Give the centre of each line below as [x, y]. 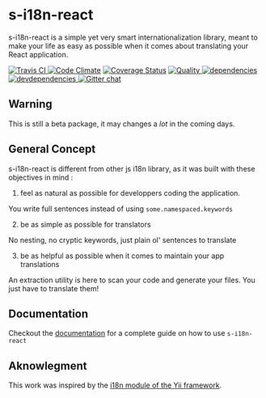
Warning [30, 104]
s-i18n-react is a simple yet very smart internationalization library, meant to [133, 37]
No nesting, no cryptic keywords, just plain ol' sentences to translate [122, 239]
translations [40, 264]
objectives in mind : [41, 177]
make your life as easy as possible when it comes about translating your [129, 45]
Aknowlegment [48, 366]
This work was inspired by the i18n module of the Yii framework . [115, 385]
